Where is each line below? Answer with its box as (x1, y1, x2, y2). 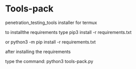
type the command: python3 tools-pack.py (5, 58, 93, 64)
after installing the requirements (5, 48, 71, 54)
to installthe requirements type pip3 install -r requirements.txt (5, 29, 132, 35)
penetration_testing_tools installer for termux (5, 19, 97, 25)
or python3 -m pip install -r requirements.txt (5, 38, 96, 45)
